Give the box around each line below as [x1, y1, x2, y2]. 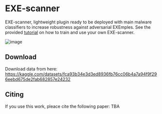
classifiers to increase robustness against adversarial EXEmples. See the [5, 24, 151, 30]
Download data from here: [5, 66, 57, 72]
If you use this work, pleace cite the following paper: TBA [5, 103, 120, 109]
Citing [5, 91, 24, 99]
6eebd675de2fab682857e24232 [5, 76, 71, 82]
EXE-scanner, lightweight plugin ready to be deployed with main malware [5, 19, 152, 25]
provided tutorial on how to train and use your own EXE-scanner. [5, 29, 135, 35]
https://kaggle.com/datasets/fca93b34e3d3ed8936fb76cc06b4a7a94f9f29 [5, 71, 157, 77]
